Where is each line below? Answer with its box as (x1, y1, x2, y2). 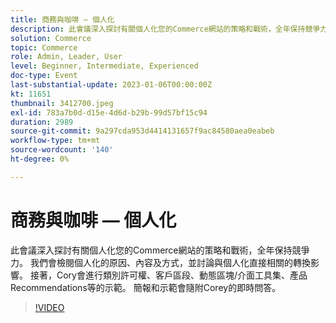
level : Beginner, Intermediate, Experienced (10, 61, 199, 71)
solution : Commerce (10, 33, 92, 43)
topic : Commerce (10, 42, 78, 53)
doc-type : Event (10, 71, 78, 81)
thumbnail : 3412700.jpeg (10, 98, 114, 108)
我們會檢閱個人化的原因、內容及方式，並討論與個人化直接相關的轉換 (29, 256, 311, 268)
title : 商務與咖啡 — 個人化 (10, 14, 115, 25)
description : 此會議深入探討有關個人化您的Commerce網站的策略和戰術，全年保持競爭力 (10, 24, 328, 34)
